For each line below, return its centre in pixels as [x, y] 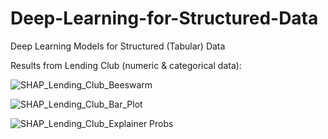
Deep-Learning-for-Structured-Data [164, 18]
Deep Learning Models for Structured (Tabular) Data [118, 46]
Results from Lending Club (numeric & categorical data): [126, 65]
